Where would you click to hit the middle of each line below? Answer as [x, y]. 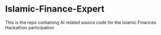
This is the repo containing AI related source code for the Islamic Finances [81, 22]
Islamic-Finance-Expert [55, 9]
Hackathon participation [30, 27]
